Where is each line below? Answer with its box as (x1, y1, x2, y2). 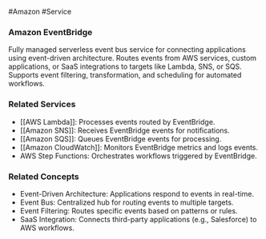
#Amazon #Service (8, 7, 72, 16)
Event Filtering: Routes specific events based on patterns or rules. (19, 205, 238, 215)
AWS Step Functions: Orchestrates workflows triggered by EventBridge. (19, 151, 258, 161)
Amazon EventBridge (8, 26, 93, 38)
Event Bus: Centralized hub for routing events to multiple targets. (19, 197, 234, 207)
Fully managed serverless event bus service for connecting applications (8, 45, 246, 54)
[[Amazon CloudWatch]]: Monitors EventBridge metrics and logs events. (19, 142, 259, 152)
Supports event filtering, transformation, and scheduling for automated (8, 70, 242, 80)
